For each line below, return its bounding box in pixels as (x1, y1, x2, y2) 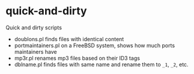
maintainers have (14, 48, 58, 55)
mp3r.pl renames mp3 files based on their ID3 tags (14, 54, 141, 61)
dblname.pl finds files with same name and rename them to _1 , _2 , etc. (14, 61, 189, 68)
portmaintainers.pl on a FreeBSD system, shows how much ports (14, 42, 175, 49)
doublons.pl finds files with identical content (14, 35, 124, 42)
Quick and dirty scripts (5, 24, 62, 31)
